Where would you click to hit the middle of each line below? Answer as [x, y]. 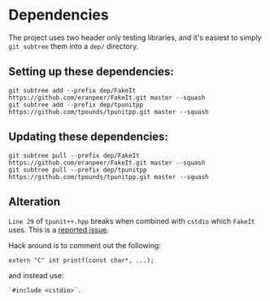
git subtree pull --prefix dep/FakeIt [74, 155]
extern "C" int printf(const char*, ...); [81, 261]
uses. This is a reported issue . [59, 230]
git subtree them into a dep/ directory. [74, 46]
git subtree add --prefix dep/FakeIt [72, 90]
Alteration [35, 201]
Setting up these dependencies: [91, 72]
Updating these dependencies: [89, 137]
